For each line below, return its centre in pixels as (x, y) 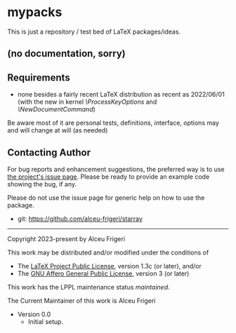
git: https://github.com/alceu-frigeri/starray (80, 219)
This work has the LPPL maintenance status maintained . (88, 287)
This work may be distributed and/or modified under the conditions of (108, 252)
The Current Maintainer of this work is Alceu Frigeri (81, 300)
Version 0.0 (34, 314)
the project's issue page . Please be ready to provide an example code (109, 177)
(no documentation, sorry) (66, 54)
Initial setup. (46, 321)
